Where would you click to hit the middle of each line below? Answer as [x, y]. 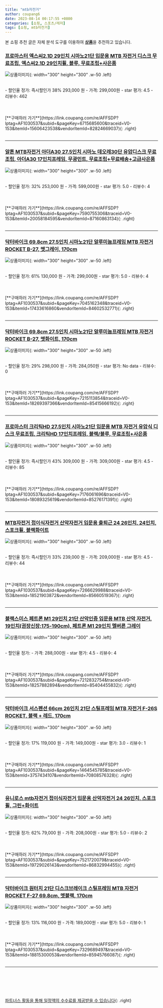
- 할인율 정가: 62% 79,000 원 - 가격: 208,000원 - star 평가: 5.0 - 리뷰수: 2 [76, 833]
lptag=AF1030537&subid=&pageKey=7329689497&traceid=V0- [69, 950]
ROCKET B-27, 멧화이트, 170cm [41, 339]
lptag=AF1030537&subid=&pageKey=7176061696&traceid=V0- [68, 494]
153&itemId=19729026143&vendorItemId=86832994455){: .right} [70, 865]
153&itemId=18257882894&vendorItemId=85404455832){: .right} [71, 685]
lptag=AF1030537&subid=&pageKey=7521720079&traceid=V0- [68, 859]
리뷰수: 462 [16, 96]
